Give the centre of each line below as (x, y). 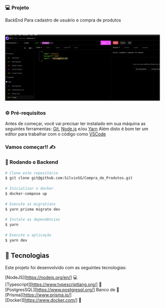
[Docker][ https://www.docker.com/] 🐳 (43, 300)
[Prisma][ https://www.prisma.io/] (39, 295)
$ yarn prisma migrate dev (33, 209)
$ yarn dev (16, 240)
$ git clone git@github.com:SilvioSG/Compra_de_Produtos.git (69, 178)
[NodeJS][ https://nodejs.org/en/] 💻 (41, 277)
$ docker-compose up (26, 194)
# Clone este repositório (31, 173)
